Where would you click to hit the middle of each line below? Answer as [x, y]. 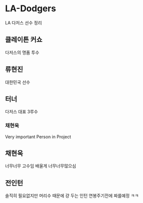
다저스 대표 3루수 [22, 112]
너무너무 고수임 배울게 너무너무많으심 [41, 166]
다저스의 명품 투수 [22, 52]
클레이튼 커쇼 [24, 40]
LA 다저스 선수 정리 [24, 23]
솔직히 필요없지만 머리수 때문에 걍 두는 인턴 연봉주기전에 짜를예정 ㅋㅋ [72, 196]
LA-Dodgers [31, 9]
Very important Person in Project [38, 137]
